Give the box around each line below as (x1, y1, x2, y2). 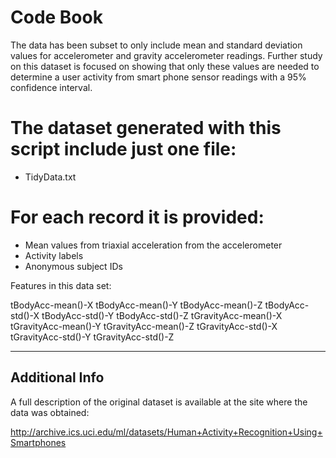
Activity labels (24, 249, 84, 261)
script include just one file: (10, 138, 237, 161)
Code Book (10, 6, 103, 29)
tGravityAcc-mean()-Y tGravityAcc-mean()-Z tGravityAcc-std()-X (10, 320, 278, 332)
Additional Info (10, 369, 105, 386)
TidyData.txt (24, 171, 77, 183)
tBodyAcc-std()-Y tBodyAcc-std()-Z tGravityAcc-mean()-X (41, 309, 283, 321)
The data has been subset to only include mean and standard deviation (10, 39, 303, 51)
